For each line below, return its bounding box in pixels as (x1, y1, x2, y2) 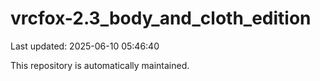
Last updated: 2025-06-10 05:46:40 (10, 40, 160, 52)
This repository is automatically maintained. (10, 59, 190, 71)
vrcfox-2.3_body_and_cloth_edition (10, 7, 312, 30)
